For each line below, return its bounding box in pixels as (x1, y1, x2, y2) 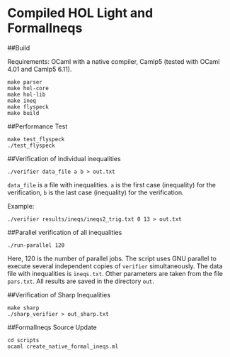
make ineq (7, 97, 37, 104)
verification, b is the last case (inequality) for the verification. (7, 188, 184, 197)
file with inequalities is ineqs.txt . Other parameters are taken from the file (7, 269, 224, 278)
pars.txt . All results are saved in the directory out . (7, 277, 154, 285)
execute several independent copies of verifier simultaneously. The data (7, 261, 223, 270)
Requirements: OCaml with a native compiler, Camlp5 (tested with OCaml (7, 57, 220, 65)
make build (7, 109, 40, 116)
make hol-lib (7, 91, 46, 98)
